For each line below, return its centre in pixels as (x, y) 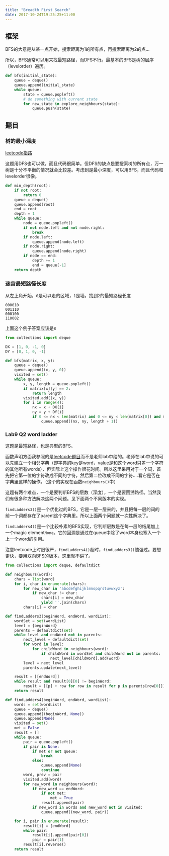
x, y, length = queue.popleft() (57, 384)
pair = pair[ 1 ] (48, 840)
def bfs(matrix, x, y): (30, 361)
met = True (61, 798)
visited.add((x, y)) (45, 398)
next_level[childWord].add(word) (85, 658)
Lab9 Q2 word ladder (31, 434)
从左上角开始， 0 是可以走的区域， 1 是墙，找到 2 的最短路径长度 (68, 295)
